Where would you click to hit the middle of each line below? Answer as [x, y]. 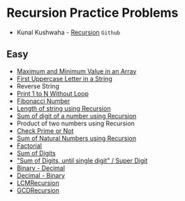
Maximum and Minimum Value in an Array [76, 71]
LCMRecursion [38, 183]
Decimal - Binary [41, 175]
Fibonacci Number [43, 101]
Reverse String [38, 86]
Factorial [29, 146]
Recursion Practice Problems [92, 13]
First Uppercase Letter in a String [64, 78]
